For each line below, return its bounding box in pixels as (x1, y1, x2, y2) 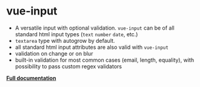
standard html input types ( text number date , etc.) (15, 30, 138, 37)
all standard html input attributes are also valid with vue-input (15, 43, 168, 51)
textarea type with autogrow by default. (15, 37, 115, 44)
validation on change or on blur (15, 50, 93, 57)
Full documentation (6, 74, 56, 82)
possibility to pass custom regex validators (15, 62, 122, 70)
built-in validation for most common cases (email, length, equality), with (15, 56, 195, 63)
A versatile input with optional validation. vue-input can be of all (15, 24, 175, 31)
